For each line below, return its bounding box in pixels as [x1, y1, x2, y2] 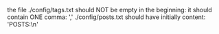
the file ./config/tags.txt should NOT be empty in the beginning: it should [7, 6, 213, 14]
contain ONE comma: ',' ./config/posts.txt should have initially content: [7, 13, 206, 21]
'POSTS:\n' [7, 20, 39, 28]
